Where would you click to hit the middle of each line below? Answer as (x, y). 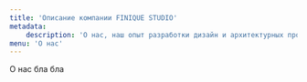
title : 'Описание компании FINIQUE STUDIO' (94, 18)
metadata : (28, 26)
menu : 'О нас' (37, 43)
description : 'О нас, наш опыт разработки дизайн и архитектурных (155, 35)
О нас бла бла (37, 69)
